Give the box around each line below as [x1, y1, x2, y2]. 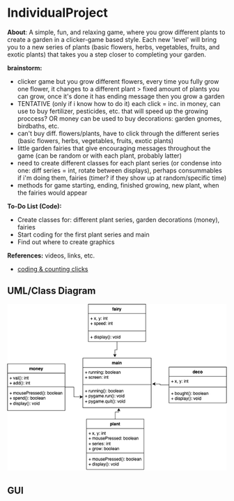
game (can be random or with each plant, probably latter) [17, 151, 182, 160]
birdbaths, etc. [17, 121, 59, 130]
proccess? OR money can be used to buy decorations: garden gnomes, [17, 114, 222, 123]
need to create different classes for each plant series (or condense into [17, 158, 221, 167]
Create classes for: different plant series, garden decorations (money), [17, 215, 220, 224]
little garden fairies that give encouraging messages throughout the [17, 144, 211, 152]
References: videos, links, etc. [7, 251, 95, 260]
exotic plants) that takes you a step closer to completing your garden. [7, 50, 207, 59]
